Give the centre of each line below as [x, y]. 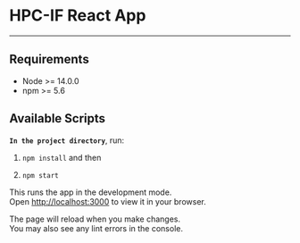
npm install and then [62, 157]
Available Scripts [57, 118]
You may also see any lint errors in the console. [96, 228]
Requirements [49, 59]
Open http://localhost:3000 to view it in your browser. [108, 201]
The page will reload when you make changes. [95, 219]
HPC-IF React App [78, 16]
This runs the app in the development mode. [91, 192]
